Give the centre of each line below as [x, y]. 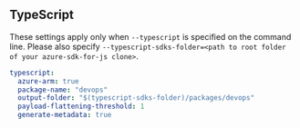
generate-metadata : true [65, 115]
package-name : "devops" [62, 90]
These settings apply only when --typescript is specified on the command [150, 36]
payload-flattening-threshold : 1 [81, 107]
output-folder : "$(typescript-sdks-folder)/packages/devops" [136, 98]
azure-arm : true [48, 81]
